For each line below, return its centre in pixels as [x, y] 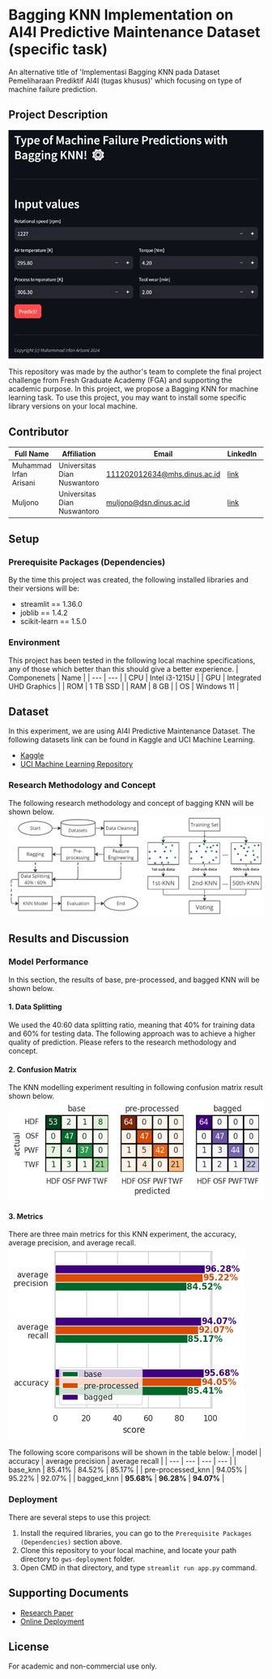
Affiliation [79, 453]
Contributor [38, 432]
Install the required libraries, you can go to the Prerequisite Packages [136, 1533]
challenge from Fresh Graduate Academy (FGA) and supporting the [120, 380]
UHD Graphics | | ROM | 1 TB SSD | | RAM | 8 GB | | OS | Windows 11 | [124, 686]
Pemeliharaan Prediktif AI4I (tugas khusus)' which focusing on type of [125, 80]
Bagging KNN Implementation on [121, 15]
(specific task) [58, 50]
